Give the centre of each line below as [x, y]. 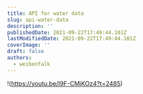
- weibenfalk [32, 64]
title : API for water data [45, 13]
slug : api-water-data [38, 20]
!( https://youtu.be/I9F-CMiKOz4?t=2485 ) [65, 83]
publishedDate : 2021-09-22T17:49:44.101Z [67, 32]
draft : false [26, 52]
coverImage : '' [29, 45]
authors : [19, 58]
